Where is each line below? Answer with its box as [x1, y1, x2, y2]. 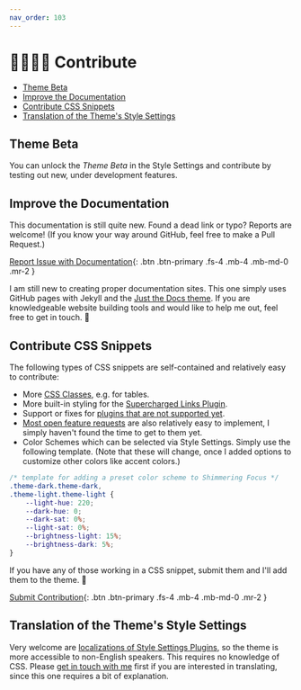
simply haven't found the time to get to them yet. [22, 427, 203, 437]
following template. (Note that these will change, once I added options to [22, 446, 292, 457]
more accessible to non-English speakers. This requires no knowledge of [9, 651, 280, 662]
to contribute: [9, 372, 60, 382]
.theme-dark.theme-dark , [9, 481, 102, 490]
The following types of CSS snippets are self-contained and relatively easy [9, 362, 286, 372]
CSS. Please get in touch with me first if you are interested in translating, [9, 660, 278, 671]
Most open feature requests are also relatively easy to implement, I [22, 417, 270, 428]
